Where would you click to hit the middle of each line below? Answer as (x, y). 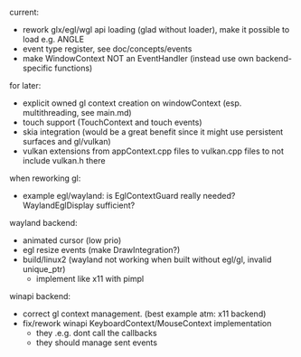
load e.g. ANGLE (53, 39)
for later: (25, 85)
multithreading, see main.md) (77, 113)
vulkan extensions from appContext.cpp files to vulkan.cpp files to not (153, 151)
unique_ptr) (44, 269)
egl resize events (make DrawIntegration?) (101, 250)
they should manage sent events (97, 343)
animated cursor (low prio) (72, 240)
